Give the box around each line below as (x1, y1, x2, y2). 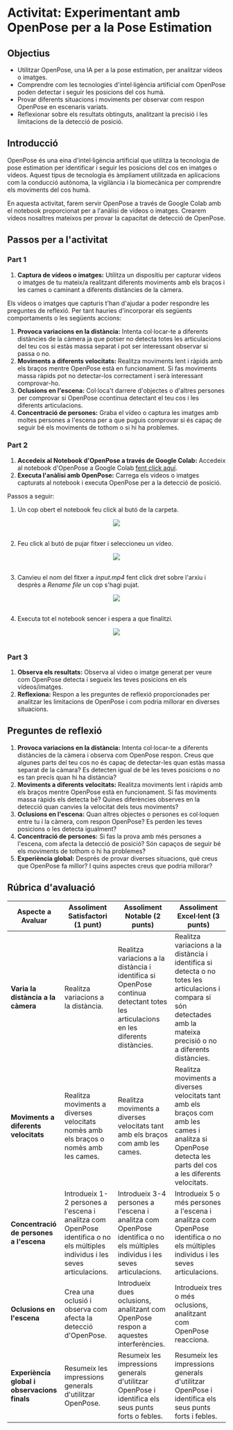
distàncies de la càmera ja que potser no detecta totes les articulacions (17, 334, 221, 343)
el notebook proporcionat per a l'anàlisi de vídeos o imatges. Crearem (7, 206, 207, 215)
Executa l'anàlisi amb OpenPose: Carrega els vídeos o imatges (17, 471, 200, 479)
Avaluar (21, 916, 47, 925)
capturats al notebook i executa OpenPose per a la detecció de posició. (17, 478, 222, 487)
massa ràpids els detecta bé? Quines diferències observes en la (17, 795, 200, 804)
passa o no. (17, 349, 51, 357)
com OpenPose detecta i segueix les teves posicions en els (17, 676, 187, 684)
